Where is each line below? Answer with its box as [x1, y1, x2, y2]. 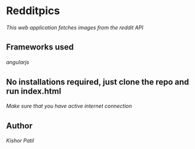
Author [6, 121, 32, 131]
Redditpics [6, 4, 60, 18]
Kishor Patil [6, 137, 34, 144]
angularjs [6, 58, 30, 65]
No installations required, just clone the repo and [6, 77, 189, 87]
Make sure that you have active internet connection [6, 102, 132, 110]
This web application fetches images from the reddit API [6, 24, 144, 31]
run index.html [6, 86, 61, 96]
